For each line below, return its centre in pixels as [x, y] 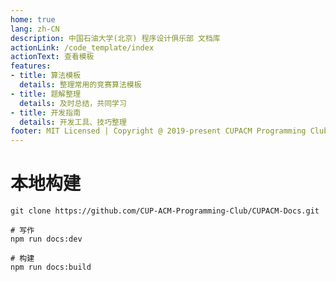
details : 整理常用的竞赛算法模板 [80, 85]
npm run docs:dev [46, 239]
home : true [33, 19]
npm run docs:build [51, 267]
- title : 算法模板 [46, 76]
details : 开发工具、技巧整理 [73, 122]
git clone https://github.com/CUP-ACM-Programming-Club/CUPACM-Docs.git [165, 211]
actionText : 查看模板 [52, 57]
